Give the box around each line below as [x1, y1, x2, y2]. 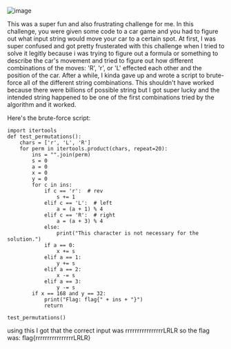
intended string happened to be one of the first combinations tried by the [7, 93, 215, 101]
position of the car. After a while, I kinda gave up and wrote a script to [7, 71, 205, 79]
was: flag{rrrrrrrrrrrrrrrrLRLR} [7, 334, 91, 341]
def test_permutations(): [7, 133, 81, 140]
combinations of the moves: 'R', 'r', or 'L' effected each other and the [7, 64, 202, 72]
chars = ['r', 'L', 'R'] [19, 139, 91, 146]
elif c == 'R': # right [43, 212, 116, 219]
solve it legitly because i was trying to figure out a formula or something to [7, 49, 219, 57]
